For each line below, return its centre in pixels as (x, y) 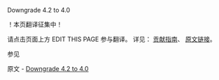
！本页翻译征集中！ (35, 24)
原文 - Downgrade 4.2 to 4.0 (48, 69)
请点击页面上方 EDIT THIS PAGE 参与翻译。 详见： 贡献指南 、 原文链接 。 (112, 39)
